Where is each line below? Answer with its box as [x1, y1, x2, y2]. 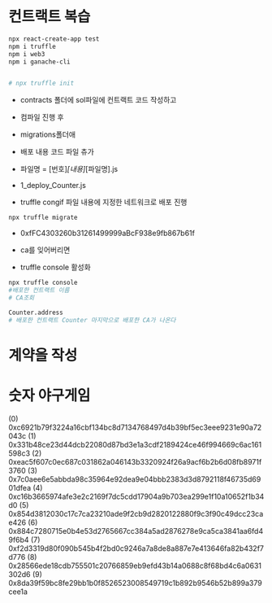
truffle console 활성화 [19, 262, 91, 273]
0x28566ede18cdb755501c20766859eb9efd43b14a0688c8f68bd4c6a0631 [8, 561, 262, 570]
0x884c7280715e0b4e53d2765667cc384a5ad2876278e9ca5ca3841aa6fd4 [8, 526, 264, 535]
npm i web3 [8, 50, 45, 58]
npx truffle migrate [8, 213, 79, 222]
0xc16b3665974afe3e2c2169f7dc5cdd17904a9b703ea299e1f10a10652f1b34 [8, 492, 265, 501]
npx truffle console [8, 278, 79, 287]
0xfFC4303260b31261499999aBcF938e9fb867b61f [19, 229, 195, 238]
